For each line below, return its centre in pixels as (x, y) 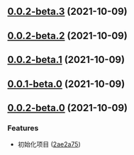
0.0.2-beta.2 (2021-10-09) (67, 36)
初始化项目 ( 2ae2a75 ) (49, 144)
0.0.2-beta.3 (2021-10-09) (67, 12)
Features (23, 128)
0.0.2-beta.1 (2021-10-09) (66, 60)
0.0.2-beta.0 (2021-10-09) (67, 108)
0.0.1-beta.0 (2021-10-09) (66, 84)
